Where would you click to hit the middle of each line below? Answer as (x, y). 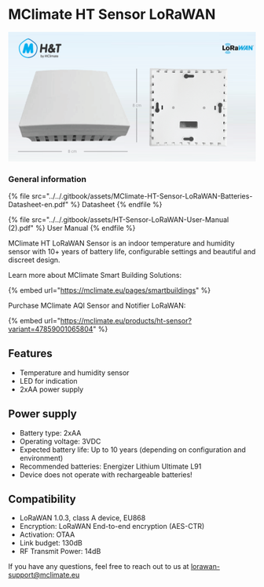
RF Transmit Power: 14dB (60, 552)
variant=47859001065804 (51, 329)
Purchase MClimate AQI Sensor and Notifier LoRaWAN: (97, 306)
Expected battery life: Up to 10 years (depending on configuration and (132, 450)
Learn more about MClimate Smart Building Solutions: (95, 275)
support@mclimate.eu (44, 575)
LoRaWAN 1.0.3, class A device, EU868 (82, 518)
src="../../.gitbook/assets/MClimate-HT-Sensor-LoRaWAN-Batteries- (142, 196)
